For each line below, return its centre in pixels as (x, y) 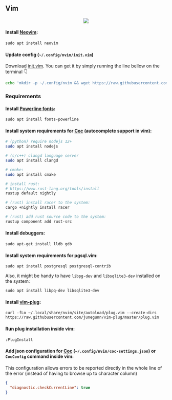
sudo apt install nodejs (32, 147)
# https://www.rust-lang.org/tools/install (52, 189)
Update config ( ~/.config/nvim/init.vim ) (49, 54)
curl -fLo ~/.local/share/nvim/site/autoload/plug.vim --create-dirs (81, 313)
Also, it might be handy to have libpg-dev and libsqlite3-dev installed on (83, 276)
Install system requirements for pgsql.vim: (52, 255)
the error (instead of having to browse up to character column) (71, 373)
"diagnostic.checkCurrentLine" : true (50, 388)
